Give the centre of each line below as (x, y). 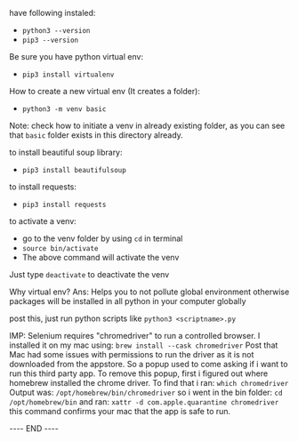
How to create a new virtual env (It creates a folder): (105, 91)
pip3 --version (50, 40)
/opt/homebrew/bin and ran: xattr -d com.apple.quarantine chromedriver (144, 402)
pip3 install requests (64, 204)
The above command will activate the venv (101, 257)
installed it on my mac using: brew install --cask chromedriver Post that (144, 345)
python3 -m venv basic (64, 109)
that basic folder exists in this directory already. (97, 135)
